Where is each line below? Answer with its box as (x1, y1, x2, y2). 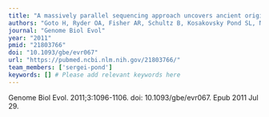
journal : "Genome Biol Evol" (8, 26, 106, 34)
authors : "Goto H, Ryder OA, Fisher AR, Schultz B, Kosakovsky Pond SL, (8, 19, 256, 27)
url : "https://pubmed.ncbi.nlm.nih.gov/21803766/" (8, 57, 181, 64)
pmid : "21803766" (8, 41, 66, 49)
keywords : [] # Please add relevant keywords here (8, 71, 181, 79)
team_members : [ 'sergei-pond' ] (8, 64, 113, 72)
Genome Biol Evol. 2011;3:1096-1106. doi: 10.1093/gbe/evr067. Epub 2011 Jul (8, 92, 259, 102)
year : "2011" (8, 33, 52, 42)
